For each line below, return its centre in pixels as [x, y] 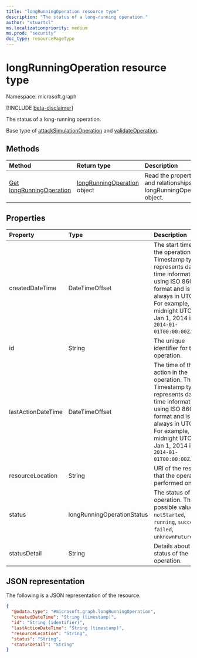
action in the [171, 372]
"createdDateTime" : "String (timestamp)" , [64, 617]
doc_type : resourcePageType [40, 39]
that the [164, 476]
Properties [26, 218]
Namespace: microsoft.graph [41, 96]
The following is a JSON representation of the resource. [73, 595]
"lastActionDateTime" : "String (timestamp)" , [68, 628]
